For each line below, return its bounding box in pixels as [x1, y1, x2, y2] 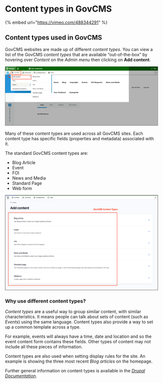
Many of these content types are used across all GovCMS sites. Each [5, 131, 143, 136]
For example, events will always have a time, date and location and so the [5, 333, 152, 339]
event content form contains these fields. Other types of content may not [5, 338, 151, 344]
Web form [12, 185, 33, 191]
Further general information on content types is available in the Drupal [5, 367, 146, 373]
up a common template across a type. [5, 324, 81, 330]
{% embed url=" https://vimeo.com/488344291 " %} [5, 19, 108, 25]
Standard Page [12, 181, 42, 186]
